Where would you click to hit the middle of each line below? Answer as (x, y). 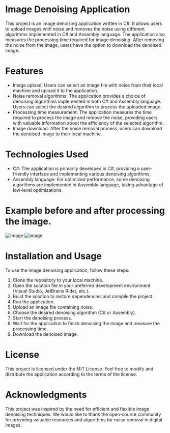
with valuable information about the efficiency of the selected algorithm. (88, 123)
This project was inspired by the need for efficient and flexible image (77, 409)
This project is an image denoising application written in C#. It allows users (84, 23)
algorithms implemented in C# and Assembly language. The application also (85, 34)
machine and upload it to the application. (55, 91)
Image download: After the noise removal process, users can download (87, 128)
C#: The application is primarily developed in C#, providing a (76, 168)
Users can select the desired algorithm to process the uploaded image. (87, 107)
